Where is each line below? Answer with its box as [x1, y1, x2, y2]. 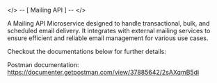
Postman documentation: [7, 61, 79, 68]
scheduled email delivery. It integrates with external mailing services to [7, 27, 211, 35]
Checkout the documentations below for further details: [7, 48, 167, 55]
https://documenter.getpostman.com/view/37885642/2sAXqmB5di [7, 68, 200, 76]
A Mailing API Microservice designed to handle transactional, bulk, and [7, 19, 210, 27]
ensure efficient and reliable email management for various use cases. [7, 34, 209, 42]
